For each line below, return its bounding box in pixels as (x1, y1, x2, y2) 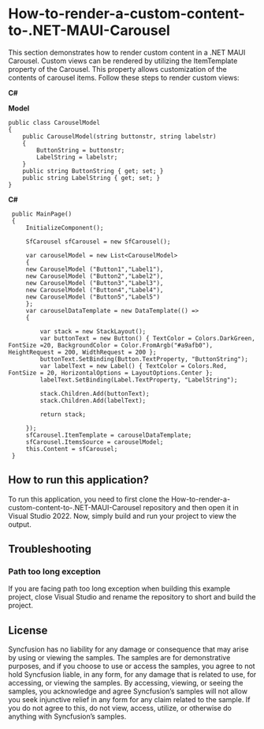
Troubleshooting (8, 543, 92, 556)
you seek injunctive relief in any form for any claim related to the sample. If (8, 695, 251, 705)
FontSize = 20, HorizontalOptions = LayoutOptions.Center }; (8, 369, 214, 377)
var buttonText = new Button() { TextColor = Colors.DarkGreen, (39, 334, 256, 342)
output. (8, 519, 32, 529)
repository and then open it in (143, 502, 239, 512)
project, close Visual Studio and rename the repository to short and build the (8, 592, 256, 602)
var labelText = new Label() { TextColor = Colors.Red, (39, 362, 227, 370)
